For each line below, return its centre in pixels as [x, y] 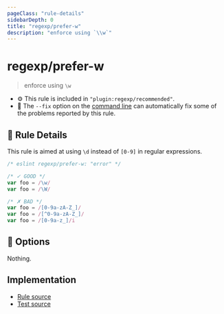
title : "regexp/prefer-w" [44, 26]
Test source [34, 304]
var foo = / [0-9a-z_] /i [41, 221]
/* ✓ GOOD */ [26, 176]
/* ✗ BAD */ [25, 202]
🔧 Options [29, 242]
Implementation [42, 280]
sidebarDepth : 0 [30, 20]
